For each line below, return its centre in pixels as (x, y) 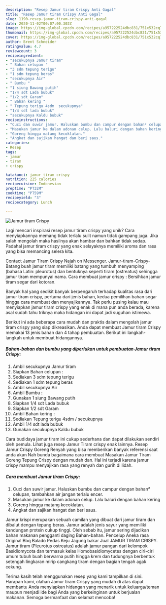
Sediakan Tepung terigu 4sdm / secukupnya (58, 419)
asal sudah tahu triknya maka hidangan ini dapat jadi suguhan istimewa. (78, 312)
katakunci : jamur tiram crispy (38, 175)
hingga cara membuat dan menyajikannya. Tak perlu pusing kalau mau (77, 302)
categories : (18, 143)
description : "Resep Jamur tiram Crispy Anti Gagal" (61, 10)
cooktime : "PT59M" (24, 193)
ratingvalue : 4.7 (23, 46)
